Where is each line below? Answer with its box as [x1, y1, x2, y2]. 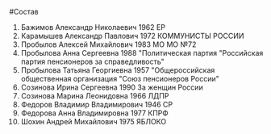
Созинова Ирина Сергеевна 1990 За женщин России [20, 82, 204, 92]
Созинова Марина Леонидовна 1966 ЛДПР [20, 91, 169, 100]
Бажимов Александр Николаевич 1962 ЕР [20, 23, 166, 31]
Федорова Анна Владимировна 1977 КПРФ [20, 108, 169, 118]
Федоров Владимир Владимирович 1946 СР [20, 100, 173, 109]
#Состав [9, 7, 39, 16]
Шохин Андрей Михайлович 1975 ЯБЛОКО [20, 117, 167, 126]
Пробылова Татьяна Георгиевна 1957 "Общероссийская [20, 65, 215, 75]
